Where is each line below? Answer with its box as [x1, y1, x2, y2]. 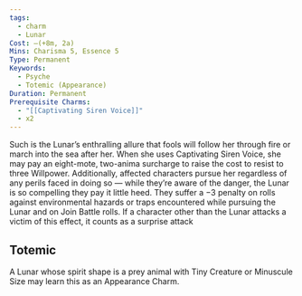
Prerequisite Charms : [9, 97, 91, 107]
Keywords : [9, 64, 47, 73]
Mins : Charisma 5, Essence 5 [9, 47, 119, 56]
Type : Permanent [9, 55, 71, 64]
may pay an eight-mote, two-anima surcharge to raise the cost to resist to [9, 158, 284, 169]
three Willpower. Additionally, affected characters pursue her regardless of [9, 168, 288, 179]
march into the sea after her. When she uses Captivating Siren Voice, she [9, 148, 282, 159]
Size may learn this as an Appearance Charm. [9, 275, 180, 286]
